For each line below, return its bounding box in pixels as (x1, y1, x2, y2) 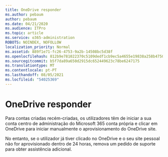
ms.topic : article (5, 30, 43, 35)
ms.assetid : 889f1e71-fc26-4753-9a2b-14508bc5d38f (5, 49, 113, 54)
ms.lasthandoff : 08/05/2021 (5, 72, 64, 77)
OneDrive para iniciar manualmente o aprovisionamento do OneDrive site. (5, 125, 157, 131)
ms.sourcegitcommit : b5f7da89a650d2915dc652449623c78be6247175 (5, 58, 140, 63)
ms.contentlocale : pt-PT (5, 68, 57, 73)
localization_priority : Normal (5, 44, 70, 49)
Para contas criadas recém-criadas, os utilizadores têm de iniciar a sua (5, 115, 151, 121)
